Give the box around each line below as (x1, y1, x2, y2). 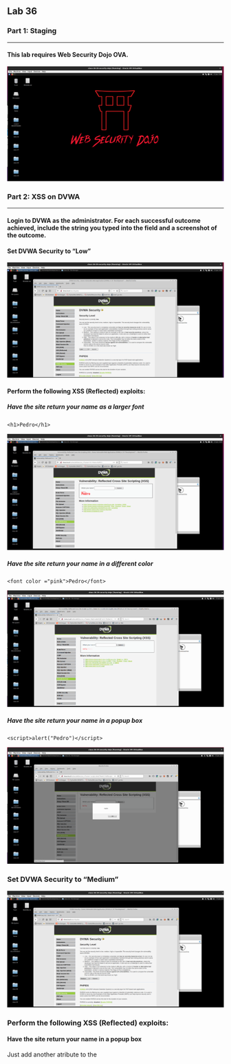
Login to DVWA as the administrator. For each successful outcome (7, 217, 201, 225)
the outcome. (7, 231, 47, 239)
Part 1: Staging (7, 26, 57, 36)
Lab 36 (7, 6, 38, 17)
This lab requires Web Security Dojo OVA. (7, 51, 129, 59)
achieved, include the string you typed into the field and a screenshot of (7, 224, 218, 232)
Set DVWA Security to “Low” (7, 247, 91, 255)
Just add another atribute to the (7, 1050, 98, 1058)
